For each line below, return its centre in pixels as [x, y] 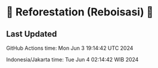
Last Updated [32, 34]
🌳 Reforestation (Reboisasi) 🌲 [80, 12]
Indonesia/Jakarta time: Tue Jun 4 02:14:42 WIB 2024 [72, 59]
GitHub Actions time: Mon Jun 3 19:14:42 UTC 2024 [70, 48]
